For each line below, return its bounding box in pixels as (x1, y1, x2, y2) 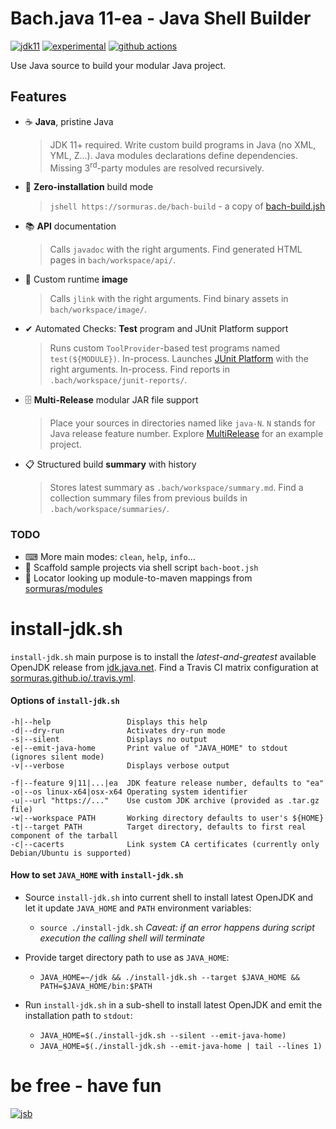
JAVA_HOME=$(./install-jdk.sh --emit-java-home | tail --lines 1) (39, 1042, 323, 1052)
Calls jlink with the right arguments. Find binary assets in (49, 293, 289, 305)
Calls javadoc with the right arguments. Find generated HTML (49, 243, 303, 256)
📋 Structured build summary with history (24, 458, 197, 471)
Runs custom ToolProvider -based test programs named (49, 342, 281, 354)
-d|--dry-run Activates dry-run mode (10, 725, 226, 736)
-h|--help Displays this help (10, 717, 208, 727)
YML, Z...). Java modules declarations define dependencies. (49, 149, 298, 161)
